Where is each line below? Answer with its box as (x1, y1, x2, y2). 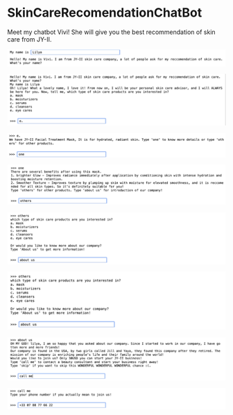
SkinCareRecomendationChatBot (7, 5, 202, 21)
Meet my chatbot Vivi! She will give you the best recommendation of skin (7, 28, 216, 36)
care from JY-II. (7, 35, 52, 43)
